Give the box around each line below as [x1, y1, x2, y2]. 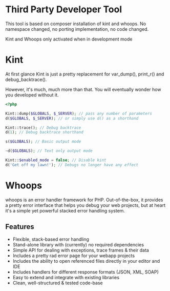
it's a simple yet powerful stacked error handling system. [5, 207, 125, 214]
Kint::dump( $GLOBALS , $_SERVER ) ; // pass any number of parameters [5, 111, 153, 116]
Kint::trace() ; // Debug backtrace [5, 125, 81, 130]
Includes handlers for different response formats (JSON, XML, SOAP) [12, 268, 159, 275]
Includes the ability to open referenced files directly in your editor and [12, 258, 160, 264]
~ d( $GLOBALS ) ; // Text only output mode [5, 148, 93, 153]
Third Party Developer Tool [5, 4, 122, 15]
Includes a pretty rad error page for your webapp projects [12, 253, 135, 259]
